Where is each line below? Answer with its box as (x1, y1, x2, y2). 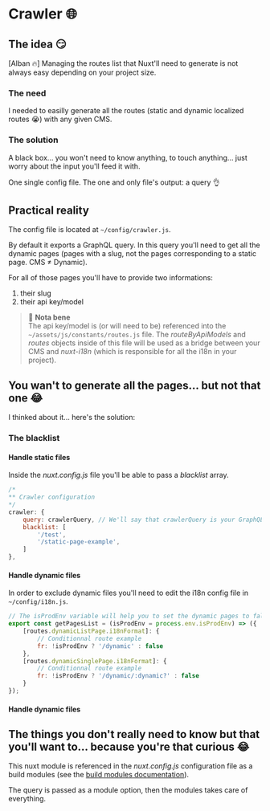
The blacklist (8, 433, 60, 444)
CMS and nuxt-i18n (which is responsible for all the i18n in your (27, 347, 237, 357)
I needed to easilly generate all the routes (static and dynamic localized (8, 106, 244, 116)
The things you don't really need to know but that (8, 727, 260, 741)
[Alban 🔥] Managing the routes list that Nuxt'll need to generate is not (8, 59, 239, 68)
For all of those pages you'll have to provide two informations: (8, 273, 213, 283)
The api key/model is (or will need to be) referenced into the (27, 321, 227, 331)
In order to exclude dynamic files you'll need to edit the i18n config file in (8, 588, 249, 598)
